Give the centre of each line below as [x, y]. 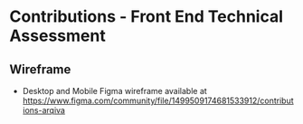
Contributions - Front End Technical [146, 17]
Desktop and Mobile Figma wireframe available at [115, 91]
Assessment [57, 36]
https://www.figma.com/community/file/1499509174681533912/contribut [158, 100]
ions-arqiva [44, 110]
